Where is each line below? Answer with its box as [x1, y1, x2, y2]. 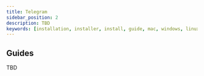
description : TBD [6, 20, 50, 26]
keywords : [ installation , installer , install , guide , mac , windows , [6, 25, 183, 32]
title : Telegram [6, 8, 47, 15]
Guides [6, 48, 35, 58]
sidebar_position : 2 [6, 14, 59, 21]
